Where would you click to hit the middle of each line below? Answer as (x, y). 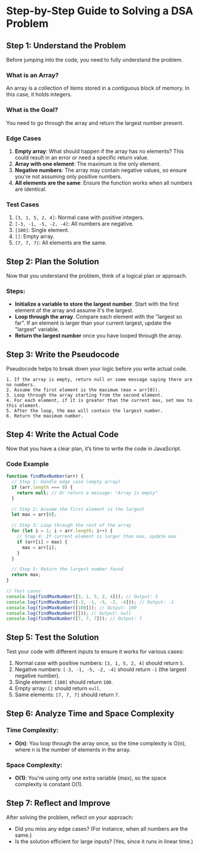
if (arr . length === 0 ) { (42, 487)
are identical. (31, 189)
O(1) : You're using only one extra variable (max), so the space (90, 778)
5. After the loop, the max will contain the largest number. (85, 411)
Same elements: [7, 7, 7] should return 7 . (67, 695)
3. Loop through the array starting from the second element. (85, 395)
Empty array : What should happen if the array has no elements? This (99, 151)
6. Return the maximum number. (45, 416)
